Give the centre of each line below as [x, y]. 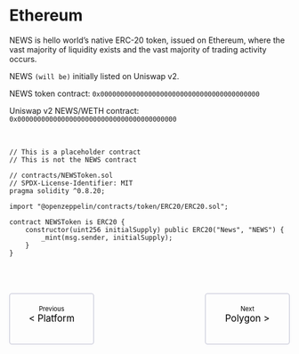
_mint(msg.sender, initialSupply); [107, 237]
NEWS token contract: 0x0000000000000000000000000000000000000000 [134, 93]
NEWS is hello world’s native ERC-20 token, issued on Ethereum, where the [147, 40]
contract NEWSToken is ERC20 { [67, 222]
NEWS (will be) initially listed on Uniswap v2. [94, 76]
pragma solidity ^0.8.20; [57, 191]
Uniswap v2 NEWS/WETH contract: [74, 110]
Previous [52, 309]
